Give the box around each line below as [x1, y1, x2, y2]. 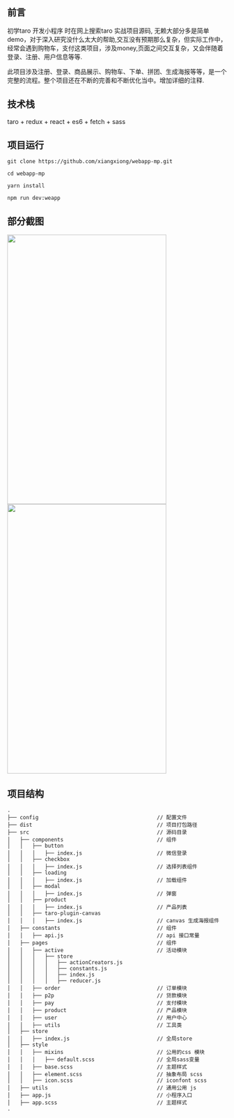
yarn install [7, 183, 45, 189]
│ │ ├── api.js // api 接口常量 [7, 932, 200, 939]
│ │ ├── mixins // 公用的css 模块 [7, 1049, 205, 1056]
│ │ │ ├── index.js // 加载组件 [7, 877, 187, 884]
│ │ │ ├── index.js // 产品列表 [7, 904, 187, 911]
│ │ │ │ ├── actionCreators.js [7, 959, 123, 966]
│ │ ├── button [7, 842, 64, 850]
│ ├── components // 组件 [7, 837, 177, 844]
